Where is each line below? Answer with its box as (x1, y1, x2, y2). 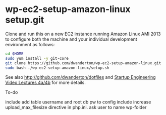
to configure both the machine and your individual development (5, 36, 137, 42)
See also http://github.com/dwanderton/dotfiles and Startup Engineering (5, 74, 156, 80)
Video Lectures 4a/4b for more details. (5, 79, 86, 86)
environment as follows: (5, 41, 55, 47)
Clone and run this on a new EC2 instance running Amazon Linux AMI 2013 (5, 31, 161, 37)
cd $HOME (5, 51, 24, 56)
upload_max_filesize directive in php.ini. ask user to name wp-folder (5, 104, 147, 110)
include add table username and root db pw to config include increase (5, 99, 151, 105)
